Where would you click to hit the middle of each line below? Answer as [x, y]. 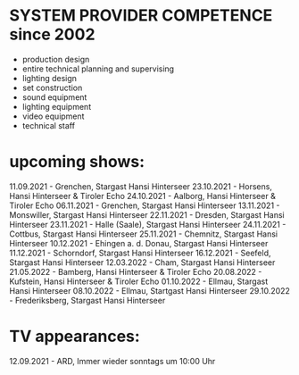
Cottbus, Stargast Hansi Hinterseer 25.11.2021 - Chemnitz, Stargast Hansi [144, 234]
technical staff [49, 125]
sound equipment [54, 97]
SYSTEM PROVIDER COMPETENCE [141, 16]
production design [56, 59]
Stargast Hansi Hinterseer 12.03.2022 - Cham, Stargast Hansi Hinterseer [142, 262]
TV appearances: [75, 337]
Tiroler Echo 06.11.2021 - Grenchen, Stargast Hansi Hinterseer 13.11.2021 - [145, 205]
